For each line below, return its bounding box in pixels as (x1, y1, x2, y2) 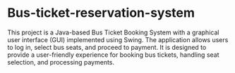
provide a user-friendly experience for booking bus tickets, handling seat (7, 51, 220, 59)
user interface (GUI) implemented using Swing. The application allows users (7, 35, 229, 44)
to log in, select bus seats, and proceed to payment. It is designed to (7, 43, 207, 51)
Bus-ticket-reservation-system (7, 5, 195, 21)
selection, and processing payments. (7, 58, 115, 66)
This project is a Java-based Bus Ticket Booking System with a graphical (7, 28, 219, 36)
